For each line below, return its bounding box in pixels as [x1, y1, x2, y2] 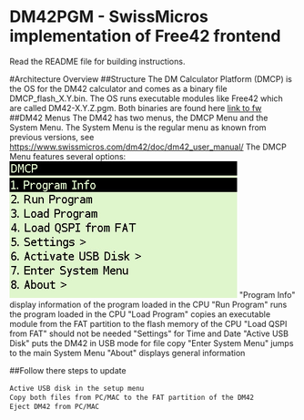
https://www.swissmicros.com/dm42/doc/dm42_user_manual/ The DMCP [9, 141, 287, 152]
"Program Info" [238, 289, 296, 300]
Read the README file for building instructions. [9, 56, 186, 67]
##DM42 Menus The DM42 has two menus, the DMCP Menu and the [9, 112, 269, 123]
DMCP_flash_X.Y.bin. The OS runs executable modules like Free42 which [9, 93, 284, 104]
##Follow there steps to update [9, 364, 127, 375]
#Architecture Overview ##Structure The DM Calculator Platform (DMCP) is [9, 73, 293, 84]
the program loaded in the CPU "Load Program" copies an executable [9, 308, 271, 320]
